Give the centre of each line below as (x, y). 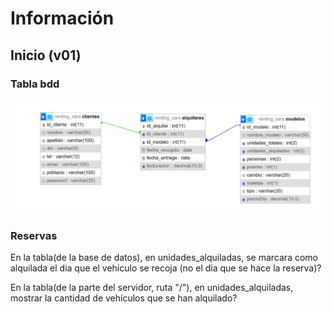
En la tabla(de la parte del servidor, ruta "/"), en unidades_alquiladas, (152, 287)
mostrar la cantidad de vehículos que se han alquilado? (124, 298)
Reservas (34, 235)
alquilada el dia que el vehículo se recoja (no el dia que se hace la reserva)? (166, 268)
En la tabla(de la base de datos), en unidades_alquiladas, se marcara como (164, 257)
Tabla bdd (35, 84)
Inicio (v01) (46, 55)
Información (62, 18)
